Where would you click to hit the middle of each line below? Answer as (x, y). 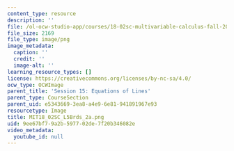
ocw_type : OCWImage (36, 85)
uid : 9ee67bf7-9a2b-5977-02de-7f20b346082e (71, 124)
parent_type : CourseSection (48, 98)
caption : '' (31, 53)
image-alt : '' (34, 65)
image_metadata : (31, 46)
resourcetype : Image (37, 111)
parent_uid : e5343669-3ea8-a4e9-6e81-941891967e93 (82, 104)
